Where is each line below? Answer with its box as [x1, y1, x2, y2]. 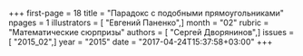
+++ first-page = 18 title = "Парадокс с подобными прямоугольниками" [8, 8, 285, 18]
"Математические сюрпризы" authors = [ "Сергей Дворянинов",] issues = [8, 27, 295, 37]
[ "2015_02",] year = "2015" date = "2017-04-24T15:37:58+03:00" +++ [8, 36, 273, 47]
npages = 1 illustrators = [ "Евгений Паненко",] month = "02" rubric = [8, 17, 269, 28]
